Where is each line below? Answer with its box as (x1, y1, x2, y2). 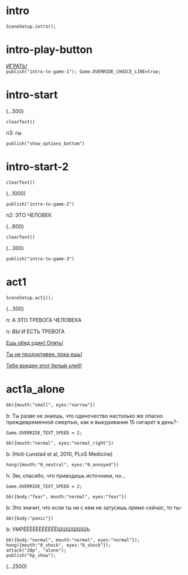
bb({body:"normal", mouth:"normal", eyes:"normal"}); (6, 537, 141, 543)
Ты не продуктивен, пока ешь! (6, 351, 83, 358)
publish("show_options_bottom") (6, 140, 85, 146)
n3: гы (6, 129, 22, 136)
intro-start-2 (6, 160, 69, 173)
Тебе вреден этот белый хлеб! (6, 362, 82, 369)
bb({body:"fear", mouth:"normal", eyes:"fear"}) (6, 493, 127, 500)
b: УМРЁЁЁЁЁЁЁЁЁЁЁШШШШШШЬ (6, 526, 91, 533)
